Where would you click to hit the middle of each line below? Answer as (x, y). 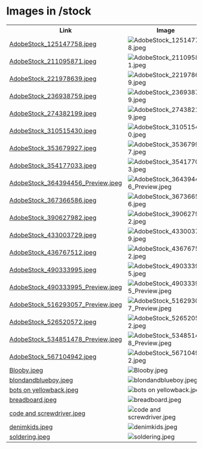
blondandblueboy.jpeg (41, 380)
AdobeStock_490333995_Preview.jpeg (66, 287)
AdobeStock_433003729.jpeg (53, 235)
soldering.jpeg (30, 436)
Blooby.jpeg (26, 370)
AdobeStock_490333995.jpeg (53, 270)
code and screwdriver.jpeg (47, 413)
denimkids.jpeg (31, 427)
